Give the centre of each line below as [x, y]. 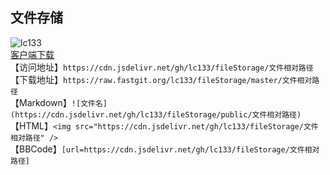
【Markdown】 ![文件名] [59, 102]
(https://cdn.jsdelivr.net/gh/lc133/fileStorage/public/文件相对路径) [156, 114]
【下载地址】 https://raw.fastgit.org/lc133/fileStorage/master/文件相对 [161, 79]
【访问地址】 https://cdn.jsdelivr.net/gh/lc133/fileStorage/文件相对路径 [162, 67]
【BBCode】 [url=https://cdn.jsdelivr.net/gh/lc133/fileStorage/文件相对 [165, 149]
